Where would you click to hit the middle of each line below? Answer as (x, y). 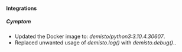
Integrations (22, 8)
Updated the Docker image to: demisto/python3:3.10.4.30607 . (90, 36)
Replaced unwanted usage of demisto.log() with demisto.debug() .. (95, 42)
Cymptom (19, 22)
